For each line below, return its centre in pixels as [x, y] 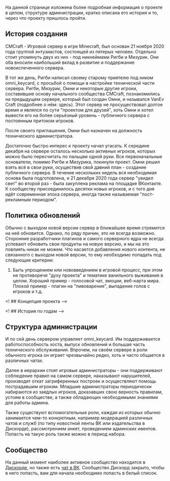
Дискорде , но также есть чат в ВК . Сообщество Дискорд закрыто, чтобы [85, 468]
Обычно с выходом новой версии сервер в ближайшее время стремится [85, 228]
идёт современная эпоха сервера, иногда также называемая [72, 194]
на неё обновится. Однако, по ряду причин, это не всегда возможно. [80, 233]
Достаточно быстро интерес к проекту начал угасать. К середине [77, 145]
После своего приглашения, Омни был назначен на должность [74, 130]
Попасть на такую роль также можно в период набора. [65, 434]
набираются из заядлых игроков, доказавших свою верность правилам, [84, 392]
